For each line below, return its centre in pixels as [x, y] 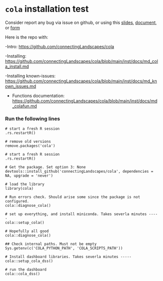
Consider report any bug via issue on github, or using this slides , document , [81, 22]
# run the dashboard [26, 270]
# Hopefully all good [27, 231]
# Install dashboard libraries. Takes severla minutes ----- [68, 257]
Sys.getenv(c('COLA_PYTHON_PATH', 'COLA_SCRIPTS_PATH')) [64, 248]
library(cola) [19, 189]
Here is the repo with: [27, 37]
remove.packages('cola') [30, 146]
